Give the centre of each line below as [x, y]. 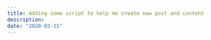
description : [26, 20]
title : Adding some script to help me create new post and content [106, 13]
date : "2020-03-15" [35, 26]
